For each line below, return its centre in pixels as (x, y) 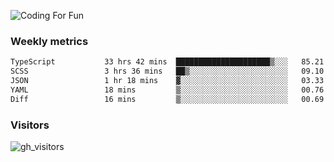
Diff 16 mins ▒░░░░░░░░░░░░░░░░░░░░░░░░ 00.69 (167, 99)
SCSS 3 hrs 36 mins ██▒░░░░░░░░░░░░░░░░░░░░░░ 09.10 (167, 71)
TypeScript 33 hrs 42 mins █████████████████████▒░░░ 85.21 (167, 62)
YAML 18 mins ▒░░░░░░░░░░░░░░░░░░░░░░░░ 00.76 (167, 90)
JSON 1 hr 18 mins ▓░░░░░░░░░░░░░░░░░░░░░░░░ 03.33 (167, 81)
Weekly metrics (49, 41)
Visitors (30, 125)
